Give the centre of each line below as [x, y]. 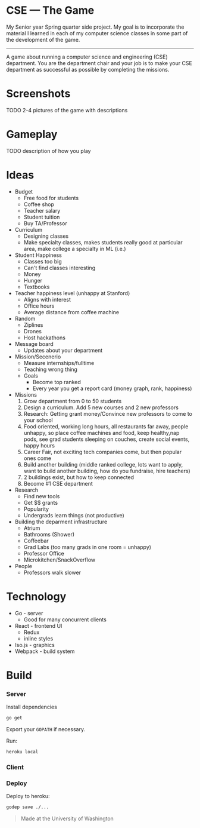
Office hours [39, 306]
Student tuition [42, 217]
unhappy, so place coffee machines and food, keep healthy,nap [101, 433]
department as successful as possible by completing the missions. [88, 69]
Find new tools [42, 496]
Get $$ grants [41, 502]
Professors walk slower [52, 572]
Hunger [33, 280]
